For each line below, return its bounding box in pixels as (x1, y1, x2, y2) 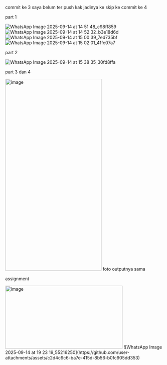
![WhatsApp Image (123, 344, 162, 350)
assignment (5, 276, 30, 282)
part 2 (5, 50, 18, 55)
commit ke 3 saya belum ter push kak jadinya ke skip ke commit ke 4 (5, 5, 147, 10)
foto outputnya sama (102, 266, 145, 272)
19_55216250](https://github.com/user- (49, 349, 129, 355)
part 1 (5, 14, 17, 20)
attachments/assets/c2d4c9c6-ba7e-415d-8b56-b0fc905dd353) (5, 355, 140, 360)
